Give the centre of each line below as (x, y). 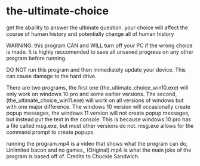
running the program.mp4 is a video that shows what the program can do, (97, 143)
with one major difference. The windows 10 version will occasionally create (99, 106)
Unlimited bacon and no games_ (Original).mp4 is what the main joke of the (99, 150)
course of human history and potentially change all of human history (90, 33)
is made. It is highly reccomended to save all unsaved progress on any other (100, 51)
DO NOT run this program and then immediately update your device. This (96, 69)
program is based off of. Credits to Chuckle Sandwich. (73, 156)
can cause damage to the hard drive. (51, 76)
